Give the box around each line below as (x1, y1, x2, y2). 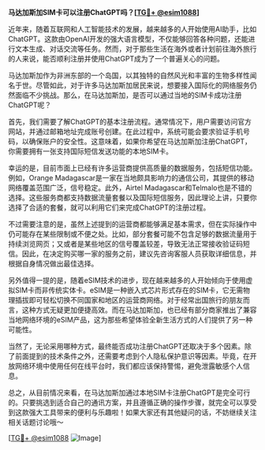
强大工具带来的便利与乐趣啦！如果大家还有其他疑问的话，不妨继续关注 (28, 407, 257, 417)
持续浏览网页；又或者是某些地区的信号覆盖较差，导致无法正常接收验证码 (8, 240, 243, 248)
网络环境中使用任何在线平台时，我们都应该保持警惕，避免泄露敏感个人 (14, 362, 243, 370)
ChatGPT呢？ (8, 100, 52, 110)
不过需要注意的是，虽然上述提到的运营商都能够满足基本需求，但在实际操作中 (8, 220, 257, 229)
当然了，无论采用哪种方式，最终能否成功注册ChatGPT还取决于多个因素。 (8, 342, 245, 351)
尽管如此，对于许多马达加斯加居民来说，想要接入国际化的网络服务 (35, 80, 250, 90)
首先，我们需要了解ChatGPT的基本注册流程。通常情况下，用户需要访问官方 (8, 117, 252, 126)
